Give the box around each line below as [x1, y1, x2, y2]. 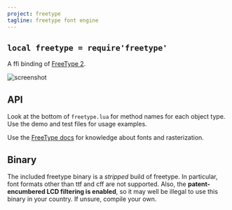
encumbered [7, 187, 46, 195]
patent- [188, 180, 210, 188]
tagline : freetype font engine [7, 17, 99, 24]
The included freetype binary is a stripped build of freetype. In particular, [7, 172, 218, 181]
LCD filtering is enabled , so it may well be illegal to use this [46, 187, 219, 195]
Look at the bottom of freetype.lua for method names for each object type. [7, 112, 226, 121]
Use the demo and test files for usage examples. [7, 120, 147, 129]
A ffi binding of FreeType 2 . [7, 60, 86, 68]
